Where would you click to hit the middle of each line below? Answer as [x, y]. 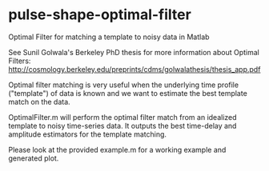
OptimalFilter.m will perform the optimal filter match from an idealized [123, 117]
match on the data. [39, 101]
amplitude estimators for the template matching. [87, 134]
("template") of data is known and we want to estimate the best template [128, 93]
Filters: [20, 61]
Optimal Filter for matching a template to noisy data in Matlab [109, 37]
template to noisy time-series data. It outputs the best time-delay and [122, 125]
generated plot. [34, 158]
